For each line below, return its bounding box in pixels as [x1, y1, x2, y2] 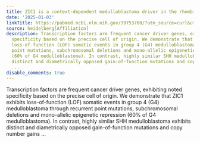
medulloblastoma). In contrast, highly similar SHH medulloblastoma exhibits [6, 117, 191, 125]
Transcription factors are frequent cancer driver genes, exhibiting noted [6, 86, 183, 93]
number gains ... [6, 130, 46, 138]
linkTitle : [6, 20, 33, 26]
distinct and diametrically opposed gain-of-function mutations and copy [6, 124, 183, 131]
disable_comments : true [6, 70, 65, 76]
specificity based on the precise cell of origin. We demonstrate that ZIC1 [6, 92, 183, 100]
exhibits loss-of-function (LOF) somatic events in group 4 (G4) [6, 99, 160, 106]
